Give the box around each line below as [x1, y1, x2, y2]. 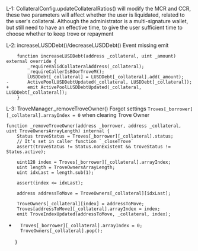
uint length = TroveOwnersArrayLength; [17, 164, 116, 170]
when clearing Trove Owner [82, 112, 150, 118]
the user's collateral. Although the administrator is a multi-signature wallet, [6, 18, 189, 24]
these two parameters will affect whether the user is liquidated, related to [6, 11, 185, 18]
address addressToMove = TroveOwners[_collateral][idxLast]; [17, 190, 171, 196]
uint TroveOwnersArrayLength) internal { [6, 128, 110, 134]
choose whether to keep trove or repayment [6, 30, 114, 37]
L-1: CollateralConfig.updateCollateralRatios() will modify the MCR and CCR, [6, 5, 191, 12]
